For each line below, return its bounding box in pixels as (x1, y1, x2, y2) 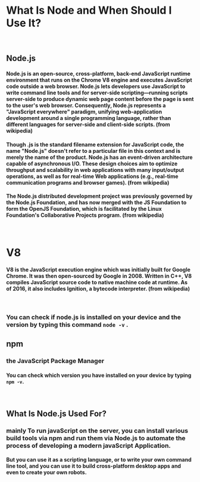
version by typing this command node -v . (6, 321, 129, 329)
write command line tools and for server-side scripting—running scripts (6, 89, 188, 96)
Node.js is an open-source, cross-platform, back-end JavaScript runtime (6, 70, 190, 77)
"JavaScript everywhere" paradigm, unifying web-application (6, 108, 162, 115)
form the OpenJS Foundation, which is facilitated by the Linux (6, 205, 162, 213)
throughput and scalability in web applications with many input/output (6, 166, 185, 173)
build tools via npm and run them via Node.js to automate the (6, 434, 186, 442)
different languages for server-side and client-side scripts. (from (6, 121, 170, 128)
